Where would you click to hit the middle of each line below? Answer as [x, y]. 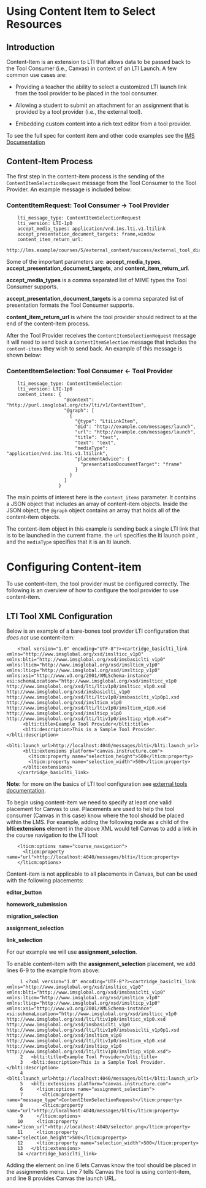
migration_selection [32, 916]
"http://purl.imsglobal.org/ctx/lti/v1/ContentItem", [77, 405]
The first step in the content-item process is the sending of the [86, 176]
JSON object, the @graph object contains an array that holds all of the [93, 510]
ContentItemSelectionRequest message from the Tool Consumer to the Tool [101, 183]
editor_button [24, 892]
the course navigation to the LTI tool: [53, 835]
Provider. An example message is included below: [69, 189]
